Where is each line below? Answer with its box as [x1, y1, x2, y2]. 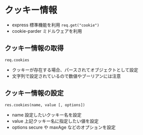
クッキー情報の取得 [4, 44, 64, 53]
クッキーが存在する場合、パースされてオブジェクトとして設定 [11, 67, 139, 72]
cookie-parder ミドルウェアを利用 [11, 28, 82, 34]
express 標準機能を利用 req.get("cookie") [11, 22, 100, 28]
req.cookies [4, 58, 29, 63]
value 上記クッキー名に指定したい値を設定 [11, 118, 99, 124]
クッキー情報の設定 [4, 89, 64, 97]
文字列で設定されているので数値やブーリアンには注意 [11, 73, 121, 79]
